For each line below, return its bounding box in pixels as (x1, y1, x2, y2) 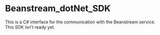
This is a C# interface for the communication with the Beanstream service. (5, 19, 156, 25)
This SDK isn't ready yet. (5, 24, 55, 30)
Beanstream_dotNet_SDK (5, 3, 111, 14)
